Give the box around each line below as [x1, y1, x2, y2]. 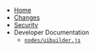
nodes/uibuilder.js [24, 37, 81, 44]
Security [13, 21, 38, 29]
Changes [13, 13, 40, 22]
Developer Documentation [13, 28, 89, 36]
